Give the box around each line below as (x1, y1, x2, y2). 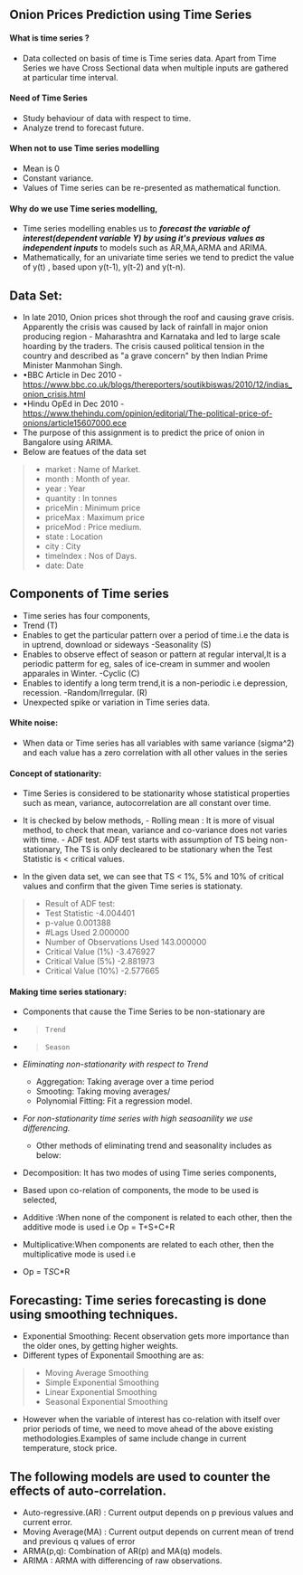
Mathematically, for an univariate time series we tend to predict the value (22, 252, 295, 263)
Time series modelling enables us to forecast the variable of (22, 223, 251, 234)
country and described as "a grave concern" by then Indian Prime (22, 350, 269, 361)
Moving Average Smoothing (44, 1368, 149, 1379)
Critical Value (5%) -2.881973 (44, 956, 156, 967)
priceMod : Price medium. (44, 522, 142, 533)
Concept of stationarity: (9, 768, 102, 779)
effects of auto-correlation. (9, 1483, 167, 1498)
